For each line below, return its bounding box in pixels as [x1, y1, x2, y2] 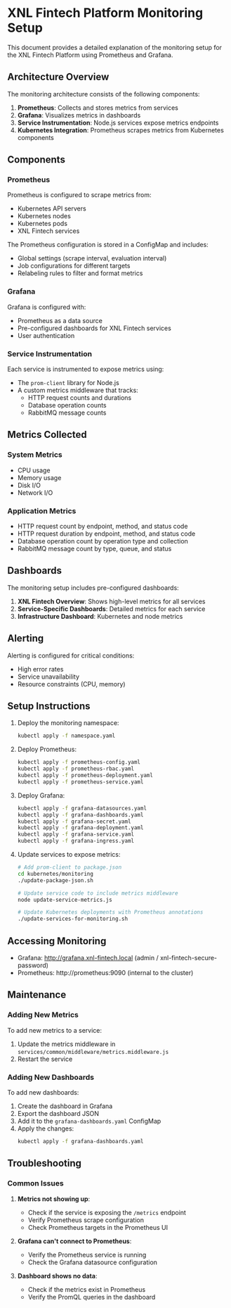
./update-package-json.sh [17, 876, 93, 884]
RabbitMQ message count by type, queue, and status [17, 544, 172, 553]
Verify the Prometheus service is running [27, 1250, 147, 1259]
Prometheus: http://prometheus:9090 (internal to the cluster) [17, 969, 194, 977]
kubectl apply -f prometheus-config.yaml [17, 759, 141, 766]
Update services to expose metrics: [17, 850, 121, 859]
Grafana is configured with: [7, 303, 86, 311]
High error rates [17, 665, 64, 673]
